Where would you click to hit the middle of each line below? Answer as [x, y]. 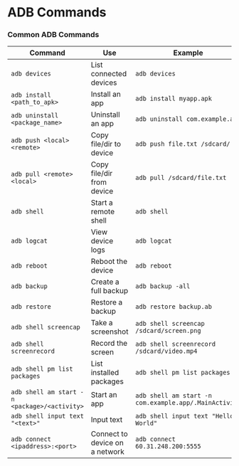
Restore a [107, 302]
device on [107, 443]
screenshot [110, 332]
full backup [110, 291]
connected [108, 74]
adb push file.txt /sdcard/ [182, 144]
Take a [102, 323]
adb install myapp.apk [173, 99]
